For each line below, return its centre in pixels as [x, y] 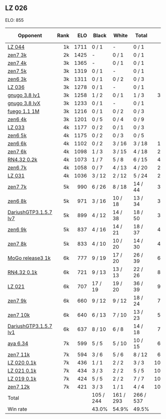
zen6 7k [17, 167]
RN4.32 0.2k [22, 159]
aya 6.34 [18, 343]
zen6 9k [17, 229]
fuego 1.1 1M [23, 111]
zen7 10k [19, 315]
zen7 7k [17, 187]
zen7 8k [17, 244]
